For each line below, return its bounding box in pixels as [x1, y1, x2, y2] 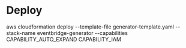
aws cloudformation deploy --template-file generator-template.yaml [6, 23, 174, 30]
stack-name [6, 29, 36, 36]
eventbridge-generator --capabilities [37, 29, 128, 36]
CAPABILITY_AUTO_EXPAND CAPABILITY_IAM [6, 36, 122, 43]
